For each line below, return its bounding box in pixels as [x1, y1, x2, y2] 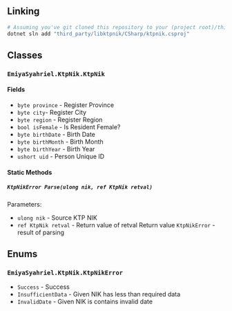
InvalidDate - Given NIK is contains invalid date [17, 297, 153, 306]
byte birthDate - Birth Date [17, 131, 95, 139]
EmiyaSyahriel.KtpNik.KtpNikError [7, 269, 123, 276]
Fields [7, 86, 26, 94]
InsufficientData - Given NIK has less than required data [17, 290, 181, 299]
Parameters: [7, 200, 42, 208]
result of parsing [17, 228, 64, 236]
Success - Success [17, 283, 70, 291]
